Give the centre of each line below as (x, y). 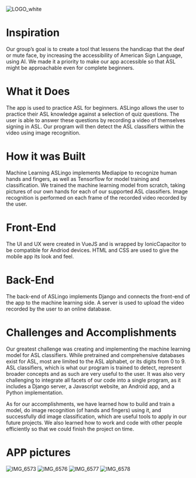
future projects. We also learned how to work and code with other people (94, 422)
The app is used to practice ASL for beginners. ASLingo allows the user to (95, 107)
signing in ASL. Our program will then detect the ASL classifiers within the (95, 126)
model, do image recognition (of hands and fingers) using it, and (84, 410)
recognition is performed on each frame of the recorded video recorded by (97, 197)
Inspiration (33, 33)
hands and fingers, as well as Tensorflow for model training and (83, 179)
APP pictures (39, 452)
